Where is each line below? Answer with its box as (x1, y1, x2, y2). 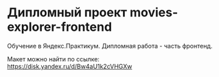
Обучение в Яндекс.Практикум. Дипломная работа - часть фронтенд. (7, 42, 213, 50)
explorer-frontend (7, 19, 112, 35)
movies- (129, 5, 178, 20)
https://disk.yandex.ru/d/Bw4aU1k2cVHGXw (7, 62, 132, 70)
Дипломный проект (7, 5, 128, 20)
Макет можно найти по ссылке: (7, 55, 100, 63)
